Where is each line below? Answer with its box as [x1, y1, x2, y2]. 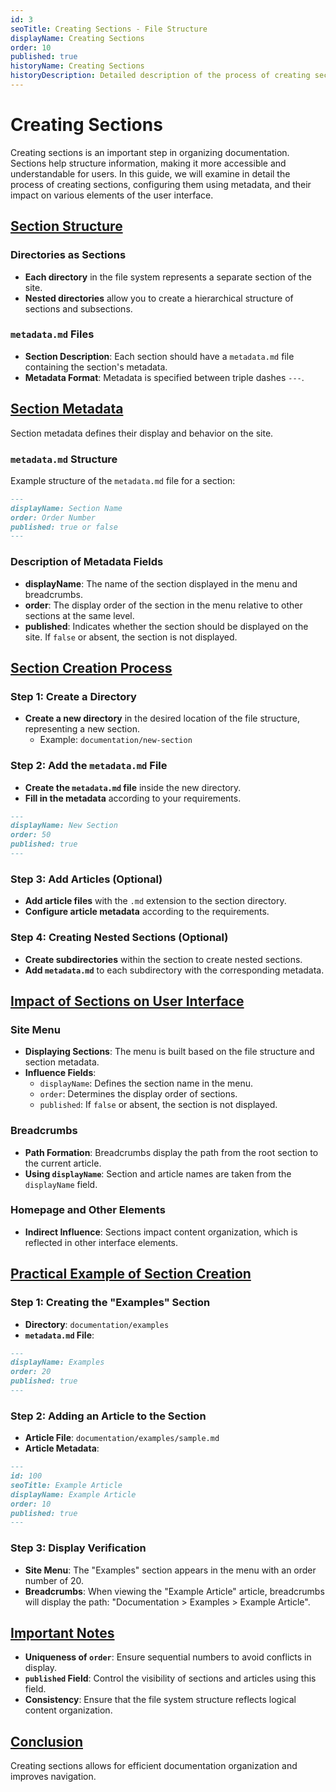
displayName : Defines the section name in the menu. [39, 1077, 254, 1090]
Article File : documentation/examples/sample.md [24, 1432, 220, 1444]
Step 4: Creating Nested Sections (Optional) [10, 931, 229, 945]
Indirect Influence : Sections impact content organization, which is [24, 1226, 298, 1238]
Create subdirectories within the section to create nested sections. [24, 953, 303, 965]
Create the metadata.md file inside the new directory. [24, 781, 242, 793]
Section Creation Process [10, 659, 173, 676]
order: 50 [10, 830, 52, 840]
